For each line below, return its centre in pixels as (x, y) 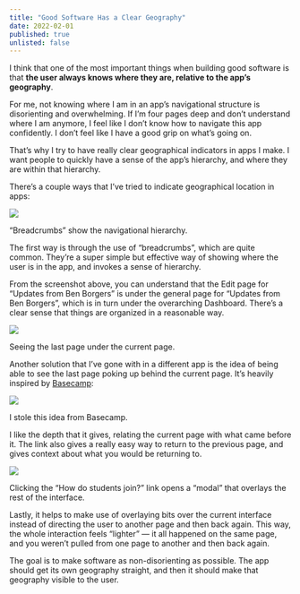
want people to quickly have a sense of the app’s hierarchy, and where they (149, 160)
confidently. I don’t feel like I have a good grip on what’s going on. (131, 133)
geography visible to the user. (64, 580)
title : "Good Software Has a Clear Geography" (98, 17)
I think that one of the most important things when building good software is (149, 68)
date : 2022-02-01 (42, 26)
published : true (39, 34)
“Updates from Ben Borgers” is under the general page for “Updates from (145, 294)
